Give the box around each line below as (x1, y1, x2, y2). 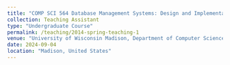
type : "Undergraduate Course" (7, 22, 94, 29)
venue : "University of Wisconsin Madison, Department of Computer (7, 35, 201, 42)
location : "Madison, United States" (7, 48, 112, 55)
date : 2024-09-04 (7, 41, 57, 48)
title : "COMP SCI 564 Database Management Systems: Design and (7, 9, 192, 17)
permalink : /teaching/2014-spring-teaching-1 (7, 28, 139, 36)
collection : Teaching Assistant (7, 16, 99, 23)
